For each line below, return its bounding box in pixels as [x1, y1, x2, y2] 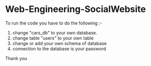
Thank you [5, 55, 28, 61]
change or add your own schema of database [12, 40, 107, 46]
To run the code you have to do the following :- [5, 20, 102, 26]
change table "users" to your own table [12, 35, 94, 41]
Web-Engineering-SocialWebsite [5, 3, 146, 15]
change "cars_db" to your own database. [12, 29, 97, 35]
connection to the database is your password [12, 45, 106, 51]
